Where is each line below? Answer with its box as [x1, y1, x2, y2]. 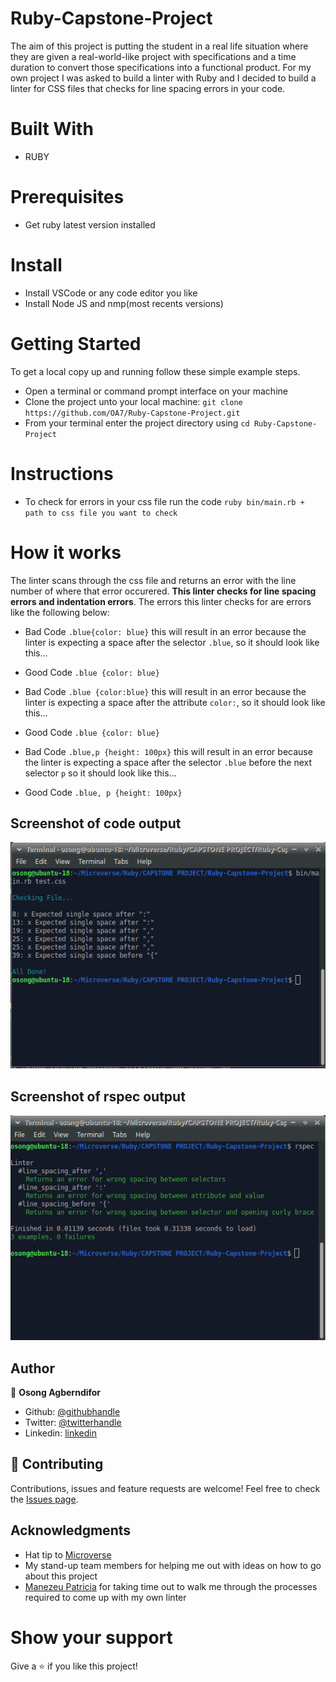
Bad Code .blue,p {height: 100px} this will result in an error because [24, 745, 313, 757]
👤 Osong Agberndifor [10, 1387, 102, 1398]
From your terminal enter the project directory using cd [24, 417, 250, 429]
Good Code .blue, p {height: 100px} [24, 786, 183, 798]
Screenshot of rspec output [10, 1088, 186, 1105]
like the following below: [10, 606, 110, 618]
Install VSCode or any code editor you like [24, 287, 198, 299]
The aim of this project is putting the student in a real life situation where [10, 40, 309, 52]
